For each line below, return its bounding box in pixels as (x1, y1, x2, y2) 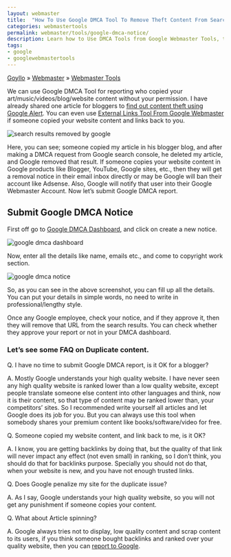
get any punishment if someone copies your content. (7, 500, 157, 509)
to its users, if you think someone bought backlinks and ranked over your (7, 534, 214, 543)
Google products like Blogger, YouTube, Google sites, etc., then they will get (7, 164, 222, 173)
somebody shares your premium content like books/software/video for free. (7, 417, 222, 426)
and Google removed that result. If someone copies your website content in (7, 157, 221, 166)
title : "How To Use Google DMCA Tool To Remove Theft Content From (7, 17, 208, 23)
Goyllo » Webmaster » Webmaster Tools (7, 74, 121, 82)
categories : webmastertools (7, 23, 88, 30)
